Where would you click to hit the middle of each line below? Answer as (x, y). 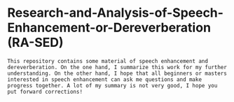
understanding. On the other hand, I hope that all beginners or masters (117, 73)
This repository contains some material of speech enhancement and (108, 61)
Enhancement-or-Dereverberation (109, 28)
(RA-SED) (36, 43)
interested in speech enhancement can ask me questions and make (104, 79)
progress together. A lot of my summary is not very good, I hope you (112, 85)
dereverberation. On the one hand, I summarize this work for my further (117, 67)
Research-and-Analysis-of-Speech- (116, 13)
